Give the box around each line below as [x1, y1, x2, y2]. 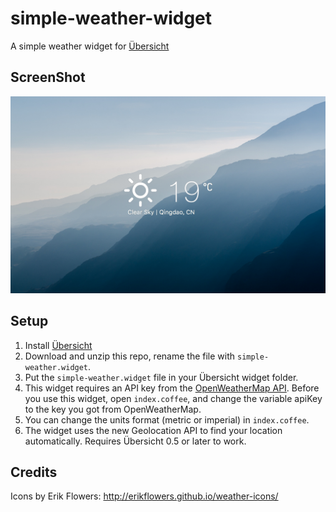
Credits [10, 463, 58, 481]
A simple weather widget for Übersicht [10, 40, 170, 52]
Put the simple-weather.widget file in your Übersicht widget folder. [24, 371, 299, 383]
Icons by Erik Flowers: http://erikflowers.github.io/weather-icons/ [10, 490, 279, 502]
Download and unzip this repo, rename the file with [24, 350, 236, 362]
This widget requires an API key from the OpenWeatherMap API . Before [24, 382, 320, 394]
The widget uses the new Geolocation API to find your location [24, 424, 283, 436]
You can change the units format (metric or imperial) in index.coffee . [24, 413, 310, 426]
